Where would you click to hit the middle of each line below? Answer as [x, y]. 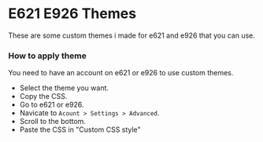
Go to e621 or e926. [52, 105]
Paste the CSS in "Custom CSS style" [80, 129]
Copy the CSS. [43, 96]
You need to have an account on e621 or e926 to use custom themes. [121, 73]
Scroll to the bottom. [53, 122]
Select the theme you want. [64, 88]
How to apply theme [47, 56]
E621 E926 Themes [72, 14]
